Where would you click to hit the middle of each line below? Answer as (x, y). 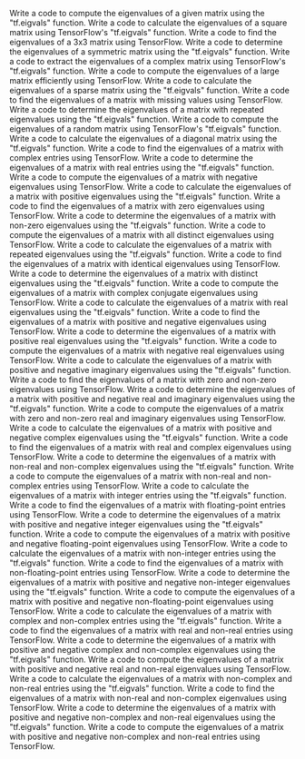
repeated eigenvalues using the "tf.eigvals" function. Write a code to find (146, 254)
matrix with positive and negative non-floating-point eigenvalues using (142, 601)
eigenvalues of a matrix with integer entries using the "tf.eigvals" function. (148, 495)
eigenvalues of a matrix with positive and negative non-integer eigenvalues (150, 582)
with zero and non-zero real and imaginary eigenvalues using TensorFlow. (148, 418)
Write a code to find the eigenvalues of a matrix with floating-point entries (148, 505)
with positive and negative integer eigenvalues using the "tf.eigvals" (136, 524)
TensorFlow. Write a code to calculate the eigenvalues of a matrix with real (149, 302)
